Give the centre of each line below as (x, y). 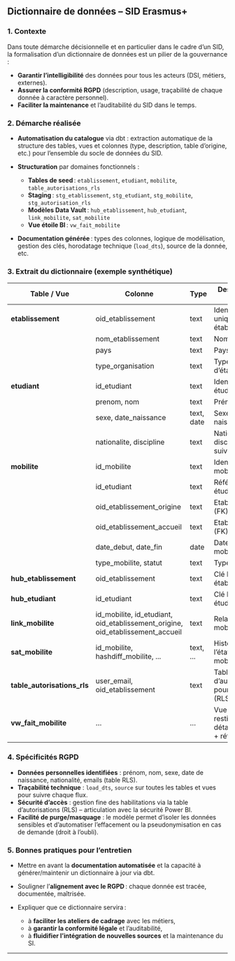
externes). (32, 83)
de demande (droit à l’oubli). (58, 832)
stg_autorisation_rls (59, 203)
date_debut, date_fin (129, 547)
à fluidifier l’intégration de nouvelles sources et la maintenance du (126, 935)
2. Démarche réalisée (44, 123)
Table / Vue (50, 294)
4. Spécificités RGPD (43, 757)
